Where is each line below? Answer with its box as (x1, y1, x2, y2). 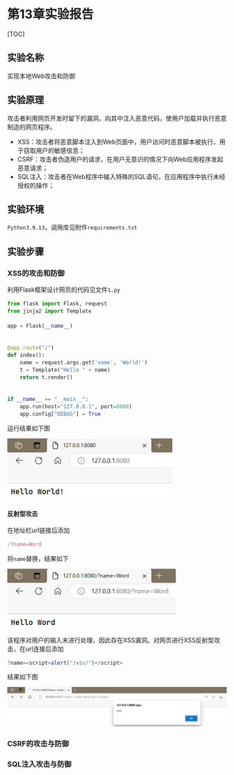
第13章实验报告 (7, 6, 94, 22)
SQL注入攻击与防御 (7, 759, 72, 769)
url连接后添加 (25, 645, 64, 653)
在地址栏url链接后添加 (7, 526, 70, 534)
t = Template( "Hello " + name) (19, 366, 111, 373)
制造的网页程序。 (7, 123, 56, 131)
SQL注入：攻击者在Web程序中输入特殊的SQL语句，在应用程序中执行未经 (17, 172, 226, 181)
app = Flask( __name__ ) (7, 322, 73, 329)
